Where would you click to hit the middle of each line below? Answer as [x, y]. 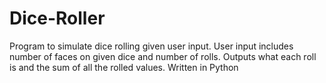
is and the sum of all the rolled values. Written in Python [124, 67]
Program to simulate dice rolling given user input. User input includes [151, 46]
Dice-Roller [57, 18]
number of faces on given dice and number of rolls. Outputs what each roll [163, 56]
